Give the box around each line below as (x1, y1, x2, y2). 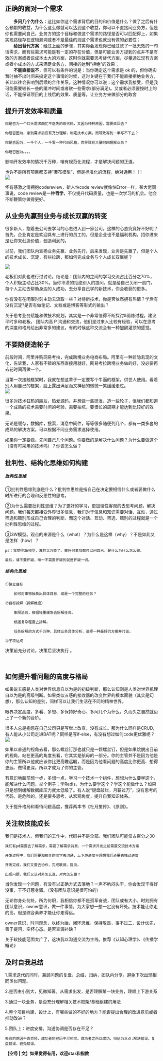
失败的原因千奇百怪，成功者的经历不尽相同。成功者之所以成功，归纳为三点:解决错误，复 (5, 1036, 155, 1041)
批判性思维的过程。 (5, 521, 44, 527)
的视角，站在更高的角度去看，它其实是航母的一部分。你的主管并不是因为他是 (5, 753, 158, 758)
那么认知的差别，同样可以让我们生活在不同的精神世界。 (15, 699, 126, 704)
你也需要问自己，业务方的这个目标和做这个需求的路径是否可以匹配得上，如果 (5, 31, 158, 36)
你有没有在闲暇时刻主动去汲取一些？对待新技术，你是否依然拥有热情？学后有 (5, 296, 158, 302)
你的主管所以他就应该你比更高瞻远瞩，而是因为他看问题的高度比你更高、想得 (5, 758, 158, 765)
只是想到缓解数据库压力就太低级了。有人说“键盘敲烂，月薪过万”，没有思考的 (5, 787, 158, 793)
